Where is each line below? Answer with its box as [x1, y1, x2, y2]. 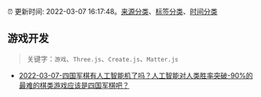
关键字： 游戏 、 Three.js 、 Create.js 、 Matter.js [26, 54, 178, 63]
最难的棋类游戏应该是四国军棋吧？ [18, 81, 130, 90]
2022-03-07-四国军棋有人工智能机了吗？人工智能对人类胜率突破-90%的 [18, 70, 253, 80]
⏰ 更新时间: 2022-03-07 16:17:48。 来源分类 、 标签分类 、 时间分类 [7, 7, 218, 16]
